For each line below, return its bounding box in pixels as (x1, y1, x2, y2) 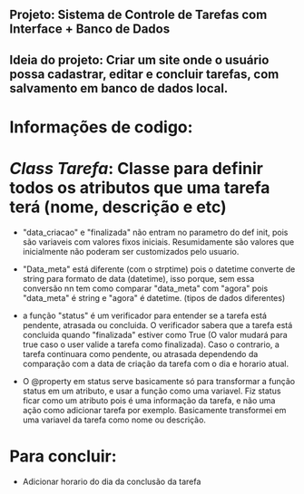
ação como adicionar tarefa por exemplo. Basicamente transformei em (22, 404, 287, 415)
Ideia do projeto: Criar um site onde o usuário (9, 52, 270, 67)
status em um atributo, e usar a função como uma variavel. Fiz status (22, 385, 281, 396)
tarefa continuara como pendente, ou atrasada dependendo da (22, 348, 259, 359)
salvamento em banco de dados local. (9, 81, 229, 96)
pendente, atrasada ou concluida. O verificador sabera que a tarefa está (22, 319, 293, 330)
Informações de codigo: (9, 117, 193, 137)
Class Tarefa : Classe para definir (9, 159, 263, 179)
